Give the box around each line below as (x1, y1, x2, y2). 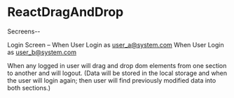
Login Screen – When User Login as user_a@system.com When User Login (7, 40, 224, 49)
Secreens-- (7, 27, 41, 35)
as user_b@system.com (7, 48, 77, 56)
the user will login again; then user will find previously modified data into (7, 76, 216, 84)
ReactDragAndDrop (7, 4, 124, 20)
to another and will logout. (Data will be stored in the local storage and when (7, 69, 228, 77)
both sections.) (7, 83, 51, 92)
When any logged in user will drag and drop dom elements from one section (7, 61, 227, 70)
